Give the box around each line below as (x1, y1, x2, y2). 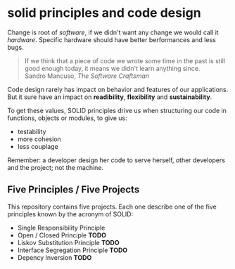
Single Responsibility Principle (17, 223, 106, 232)
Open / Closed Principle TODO (17, 230, 107, 240)
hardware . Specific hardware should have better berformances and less (7, 35, 216, 44)
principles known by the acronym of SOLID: (7, 209, 134, 218)
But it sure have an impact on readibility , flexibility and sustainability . (7, 93, 212, 101)
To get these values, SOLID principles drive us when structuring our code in (7, 106, 227, 114)
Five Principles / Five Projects (7, 184, 140, 196)
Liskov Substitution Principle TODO (17, 238, 120, 247)
